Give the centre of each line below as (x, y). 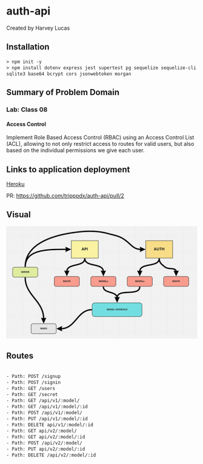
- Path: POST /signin (34, 382)
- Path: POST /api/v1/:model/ (45, 413)
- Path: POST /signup (34, 376)
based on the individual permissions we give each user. (75, 150)
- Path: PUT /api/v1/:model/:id (47, 419)
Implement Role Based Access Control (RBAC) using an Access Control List (100, 138)
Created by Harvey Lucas (38, 28)
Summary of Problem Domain (63, 92)
